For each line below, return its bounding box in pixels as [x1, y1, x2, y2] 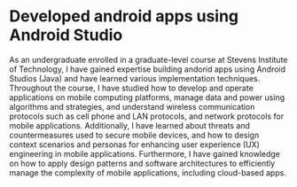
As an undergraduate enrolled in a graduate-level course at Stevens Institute [9, 54, 288, 65]
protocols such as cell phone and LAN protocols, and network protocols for [9, 111, 285, 121]
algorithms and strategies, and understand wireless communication [9, 101, 255, 112]
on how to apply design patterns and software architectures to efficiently [9, 158, 276, 168]
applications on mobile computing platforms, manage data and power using [9, 91, 285, 103]
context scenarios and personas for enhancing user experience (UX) [9, 139, 260, 150]
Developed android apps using [9, 6, 239, 27]
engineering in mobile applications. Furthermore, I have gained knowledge [9, 148, 281, 159]
